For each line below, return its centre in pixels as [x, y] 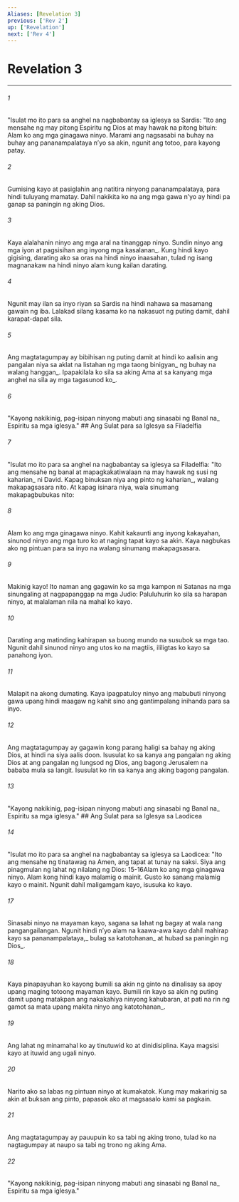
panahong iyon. [30, 655]
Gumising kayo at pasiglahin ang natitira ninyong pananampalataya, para [114, 189]
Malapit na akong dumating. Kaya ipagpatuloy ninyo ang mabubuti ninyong [117, 694]
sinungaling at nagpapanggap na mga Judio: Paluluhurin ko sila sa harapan [117, 594]
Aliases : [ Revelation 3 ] [44, 14]
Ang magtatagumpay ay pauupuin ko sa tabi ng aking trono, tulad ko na [112, 1137]
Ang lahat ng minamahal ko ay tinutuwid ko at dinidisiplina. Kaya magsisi [113, 1045]
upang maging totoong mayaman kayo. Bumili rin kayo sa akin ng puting [113, 992]
